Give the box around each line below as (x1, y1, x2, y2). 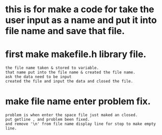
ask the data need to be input (5, 74, 72, 79)
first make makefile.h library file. (5, 48, 147, 60)
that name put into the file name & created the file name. (5, 70, 136, 75)
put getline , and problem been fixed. (5, 117, 90, 122)
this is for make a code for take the (5, 4, 154, 15)
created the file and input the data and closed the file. (5, 79, 133, 84)
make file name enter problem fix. (5, 96, 151, 107)
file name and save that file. (5, 25, 125, 37)
